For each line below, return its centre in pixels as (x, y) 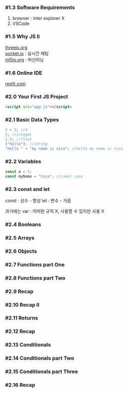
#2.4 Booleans (23, 224)
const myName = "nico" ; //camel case (44, 176)
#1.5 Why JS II (23, 36)
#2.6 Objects (21, 251)
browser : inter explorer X (38, 18)
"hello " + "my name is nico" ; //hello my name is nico (64, 149)
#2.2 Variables (23, 161)
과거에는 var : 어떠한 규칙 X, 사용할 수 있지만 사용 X (55, 211)
